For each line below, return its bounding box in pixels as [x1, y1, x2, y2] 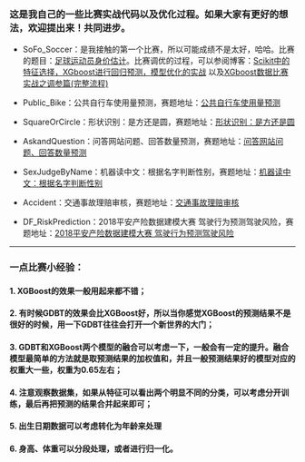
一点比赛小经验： [9, 261, 84, 274]
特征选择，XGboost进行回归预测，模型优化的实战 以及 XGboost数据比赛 [22, 66, 289, 78]
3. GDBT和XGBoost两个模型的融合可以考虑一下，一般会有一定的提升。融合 [9, 342, 290, 352]
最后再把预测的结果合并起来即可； [25, 398, 152, 409]
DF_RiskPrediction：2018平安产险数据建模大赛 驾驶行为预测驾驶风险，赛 [22, 216, 294, 228]
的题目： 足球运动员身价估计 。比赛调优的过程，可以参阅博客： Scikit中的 [22, 55, 290, 66]
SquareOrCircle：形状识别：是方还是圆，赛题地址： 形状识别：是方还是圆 [22, 116, 295, 128]
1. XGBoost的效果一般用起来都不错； [9, 285, 147, 296]
